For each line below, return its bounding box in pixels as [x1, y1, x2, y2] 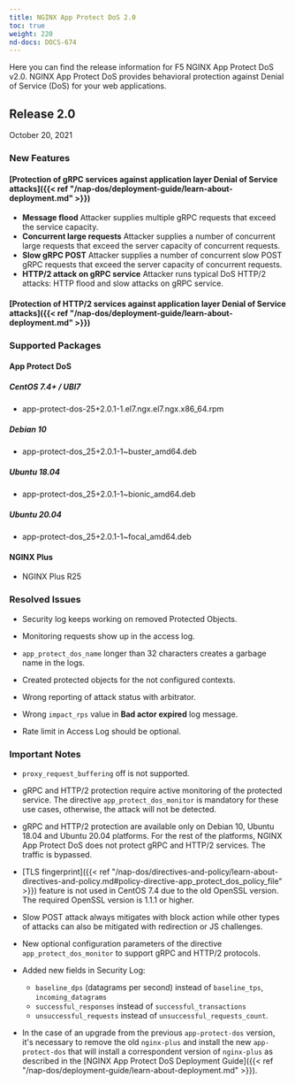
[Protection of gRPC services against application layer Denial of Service [9, 173, 278, 184]
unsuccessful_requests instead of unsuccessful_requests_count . [34, 1010, 269, 1020]
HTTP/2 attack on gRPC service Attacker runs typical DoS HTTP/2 [21, 269, 267, 280]
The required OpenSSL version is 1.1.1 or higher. [21, 895, 194, 905]
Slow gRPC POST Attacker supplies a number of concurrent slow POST [21, 250, 283, 261]
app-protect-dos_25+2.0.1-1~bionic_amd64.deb [21, 488, 196, 500]
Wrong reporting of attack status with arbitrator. [21, 691, 196, 702]
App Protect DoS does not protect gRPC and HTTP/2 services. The [21, 840, 266, 850]
